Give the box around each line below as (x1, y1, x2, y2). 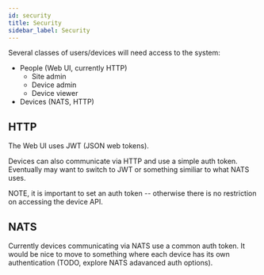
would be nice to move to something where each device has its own (8, 250, 230, 258)
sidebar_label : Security (8, 26, 90, 34)
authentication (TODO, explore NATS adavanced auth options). (8, 258, 213, 267)
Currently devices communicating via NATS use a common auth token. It (8, 241, 246, 250)
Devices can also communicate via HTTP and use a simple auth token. (8, 156, 238, 166)
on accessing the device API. (8, 197, 103, 207)
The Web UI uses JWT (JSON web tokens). (8, 141, 149, 151)
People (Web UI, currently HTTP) (19, 63, 128, 73)
